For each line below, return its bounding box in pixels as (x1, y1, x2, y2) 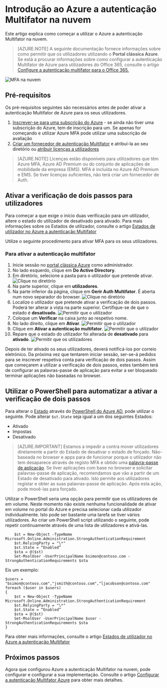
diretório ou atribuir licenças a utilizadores (12, 146, 99, 152)
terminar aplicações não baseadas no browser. (5, 372, 102, 378)
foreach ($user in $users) (5, 585, 61, 590)
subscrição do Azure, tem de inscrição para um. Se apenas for (12, 124, 141, 130)
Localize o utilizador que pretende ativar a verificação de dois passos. (12, 299, 157, 305)
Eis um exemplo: (5, 566, 39, 573)
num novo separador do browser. (12, 293, 81, 299)
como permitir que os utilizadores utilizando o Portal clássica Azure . (17, 51, 160, 57)
